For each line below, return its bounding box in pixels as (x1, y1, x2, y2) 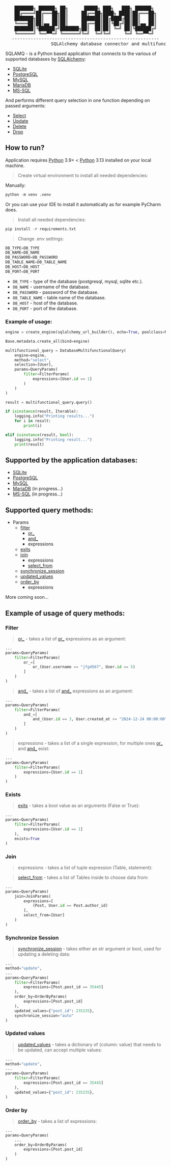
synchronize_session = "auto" (14, 1013, 74, 1018)
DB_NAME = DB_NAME (5, 250, 40, 255)
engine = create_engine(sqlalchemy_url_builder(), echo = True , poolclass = (5, 329, 165, 335)
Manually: (5, 182, 26, 188)
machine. (5, 162, 25, 169)
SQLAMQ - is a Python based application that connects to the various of (5, 50, 157, 57)
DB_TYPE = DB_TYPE (5, 245, 40, 251)
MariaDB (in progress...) (12, 486, 63, 492)
